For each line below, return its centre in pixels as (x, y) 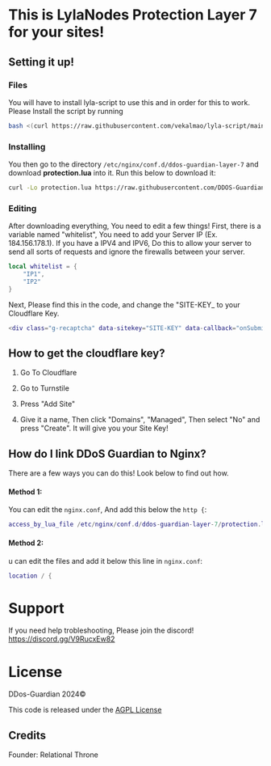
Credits (27, 735)
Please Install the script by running (66, 111)
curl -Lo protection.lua (50, 188)
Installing (27, 146)
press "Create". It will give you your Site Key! (94, 428)
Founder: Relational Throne (53, 755)
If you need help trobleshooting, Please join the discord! (101, 631)
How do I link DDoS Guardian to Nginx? (108, 453)
